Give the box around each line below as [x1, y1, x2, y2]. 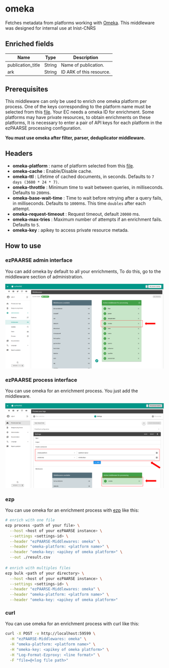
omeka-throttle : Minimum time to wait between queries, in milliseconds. [12, 184, 164, 190]
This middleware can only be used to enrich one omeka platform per [5, 98, 147, 104]
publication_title [7, 62, 40, 68]
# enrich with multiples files [5, 565, 71, 570]
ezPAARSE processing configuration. [5, 125, 82, 131]
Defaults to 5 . [12, 221, 40, 227]
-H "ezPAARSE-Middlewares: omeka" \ [10, 636, 87, 642]
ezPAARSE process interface [5, 376, 77, 383]
